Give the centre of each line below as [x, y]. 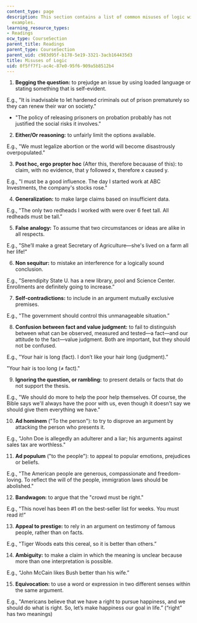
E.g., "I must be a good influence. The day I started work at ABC [84, 181]
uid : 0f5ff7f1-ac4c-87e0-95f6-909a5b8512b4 [61, 66]
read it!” [16, 515]
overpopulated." [26, 153]
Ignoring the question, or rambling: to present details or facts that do [99, 380]
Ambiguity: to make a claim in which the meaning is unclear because [98, 555]
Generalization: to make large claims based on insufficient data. [92, 199]
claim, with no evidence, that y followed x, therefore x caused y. [92, 170]
